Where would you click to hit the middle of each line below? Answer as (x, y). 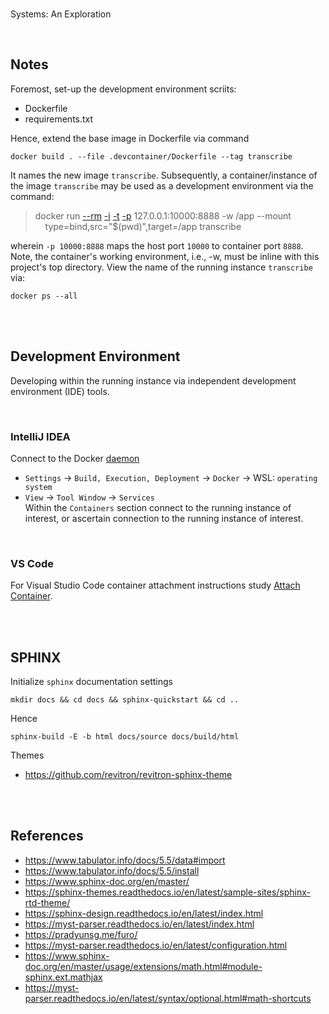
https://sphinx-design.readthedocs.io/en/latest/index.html (144, 913)
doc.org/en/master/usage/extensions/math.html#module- (143, 966)
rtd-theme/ (47, 902)
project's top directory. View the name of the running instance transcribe (161, 267)
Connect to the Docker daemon (75, 458)
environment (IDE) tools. (60, 391)
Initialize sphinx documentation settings (91, 682)
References (47, 836)
